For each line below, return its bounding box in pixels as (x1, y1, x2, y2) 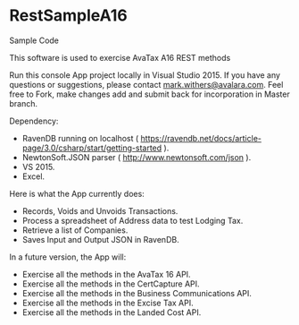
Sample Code (9, 35, 60, 46)
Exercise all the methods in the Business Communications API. (21, 287, 253, 298)
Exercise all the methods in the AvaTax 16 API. (21, 269, 191, 279)
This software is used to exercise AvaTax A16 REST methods (9, 52, 231, 63)
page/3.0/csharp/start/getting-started (21, 142, 162, 153)
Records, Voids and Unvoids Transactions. (21, 205, 179, 216)
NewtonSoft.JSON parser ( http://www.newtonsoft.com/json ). (21, 151, 252, 162)
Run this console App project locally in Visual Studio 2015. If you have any (9, 69, 281, 81)
